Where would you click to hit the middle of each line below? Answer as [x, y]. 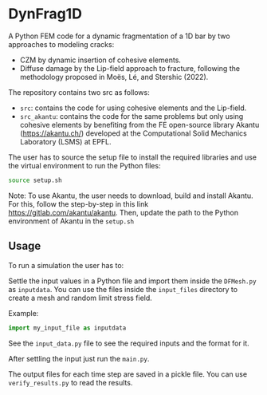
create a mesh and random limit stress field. [80, 298]
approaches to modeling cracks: [61, 44]
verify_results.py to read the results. [71, 382]
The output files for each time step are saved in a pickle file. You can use [128, 374]
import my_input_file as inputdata [67, 328]
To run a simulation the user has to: [66, 265]
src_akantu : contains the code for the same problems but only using [132, 116]
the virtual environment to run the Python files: [84, 165]
